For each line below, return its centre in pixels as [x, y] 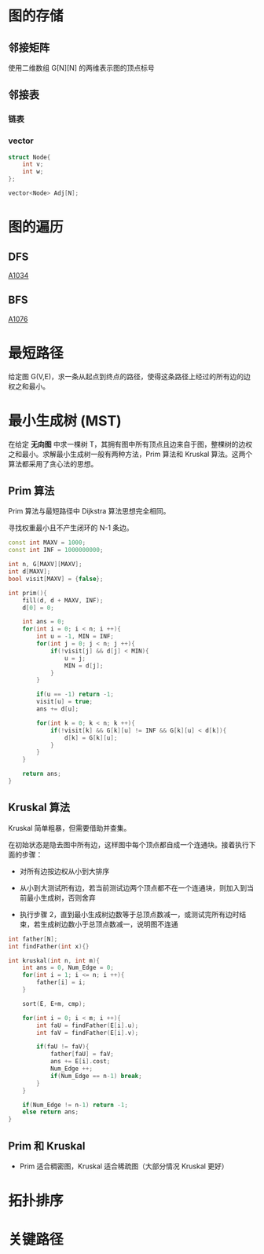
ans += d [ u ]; [58, 709]
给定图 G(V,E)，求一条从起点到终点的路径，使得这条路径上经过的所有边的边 [130, 376]
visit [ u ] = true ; [64, 702]
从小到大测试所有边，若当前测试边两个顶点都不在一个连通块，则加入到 [133, 887]
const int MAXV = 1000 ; [47, 543]
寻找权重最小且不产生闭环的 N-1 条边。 [71, 528]
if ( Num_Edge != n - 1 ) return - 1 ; [75, 1105]
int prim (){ [27, 593]
